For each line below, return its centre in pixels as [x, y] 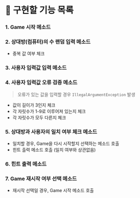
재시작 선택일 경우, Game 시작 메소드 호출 [53, 190]
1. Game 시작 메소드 [28, 27]
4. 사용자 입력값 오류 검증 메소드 [41, 82]
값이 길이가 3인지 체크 [34, 105]
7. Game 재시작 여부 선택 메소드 [41, 178]
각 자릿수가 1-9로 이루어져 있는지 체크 [49, 111]
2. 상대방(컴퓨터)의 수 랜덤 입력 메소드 [48, 42]
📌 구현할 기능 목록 [39, 10]
